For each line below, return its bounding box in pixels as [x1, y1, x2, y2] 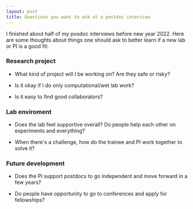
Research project [6, 57, 56, 65]
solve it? [14, 145, 35, 152]
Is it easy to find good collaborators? [14, 93, 103, 100]
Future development [6, 159, 65, 167]
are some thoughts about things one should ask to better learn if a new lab [6, 36, 186, 43]
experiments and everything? [14, 127, 85, 135]
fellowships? [14, 197, 45, 204]
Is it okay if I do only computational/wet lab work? [14, 81, 135, 88]
